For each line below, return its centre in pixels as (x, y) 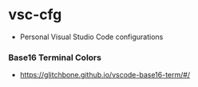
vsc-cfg (35, 15)
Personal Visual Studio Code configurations (91, 37)
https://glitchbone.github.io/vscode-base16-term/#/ (105, 75)
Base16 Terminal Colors (55, 57)
